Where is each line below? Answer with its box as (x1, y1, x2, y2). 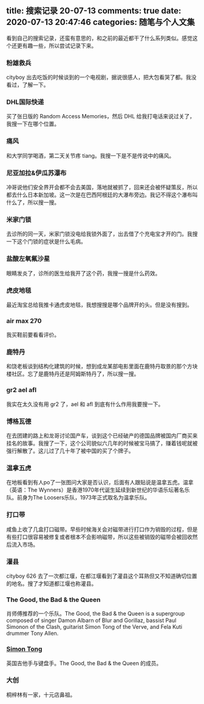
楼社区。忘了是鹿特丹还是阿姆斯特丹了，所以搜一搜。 (6, 370, 140, 377)
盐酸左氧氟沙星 (6, 254, 50, 263)
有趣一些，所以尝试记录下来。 (22, 42, 97, 49)
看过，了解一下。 (6, 81, 49, 89)
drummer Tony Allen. (6, 630, 59, 637)
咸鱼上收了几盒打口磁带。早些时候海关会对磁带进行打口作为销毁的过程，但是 (6, 526, 198, 533)
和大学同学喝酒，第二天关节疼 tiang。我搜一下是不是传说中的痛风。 (6, 152, 175, 159)
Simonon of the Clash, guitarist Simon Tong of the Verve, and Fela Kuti (6, 623, 183, 631)
